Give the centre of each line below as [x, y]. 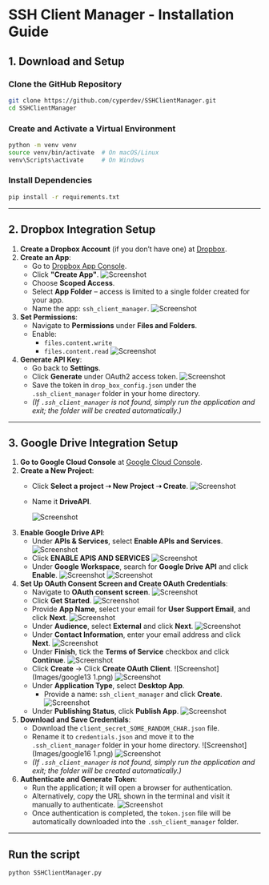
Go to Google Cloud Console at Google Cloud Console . [111, 463]
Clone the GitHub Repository [65, 84]
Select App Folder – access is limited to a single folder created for [141, 291]
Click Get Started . [62, 601]
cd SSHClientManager [43, 108]
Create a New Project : [57, 471]
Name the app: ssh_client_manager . [90, 308]
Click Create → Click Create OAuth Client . [102, 669]
